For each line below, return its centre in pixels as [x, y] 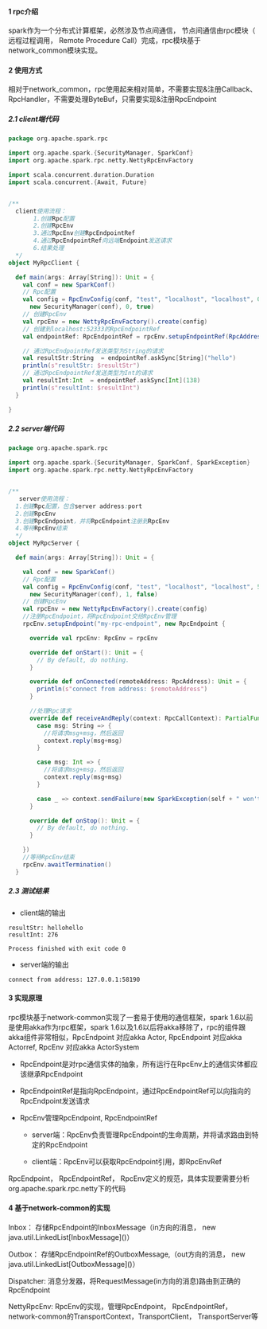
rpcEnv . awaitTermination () [67, 864]
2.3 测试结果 [29, 891]
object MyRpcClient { [44, 263]
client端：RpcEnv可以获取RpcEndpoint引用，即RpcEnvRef [127, 1161]
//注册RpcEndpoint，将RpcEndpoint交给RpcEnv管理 [100, 616]
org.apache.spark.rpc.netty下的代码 [67, 1188]
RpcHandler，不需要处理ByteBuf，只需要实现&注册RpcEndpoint [112, 100]
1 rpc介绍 [23, 11]
